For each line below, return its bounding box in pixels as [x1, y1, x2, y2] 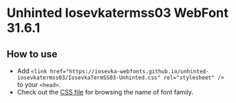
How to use [6, 48, 58, 60]
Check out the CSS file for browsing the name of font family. [16, 88, 193, 96]
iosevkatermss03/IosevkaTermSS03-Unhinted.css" [16, 74, 161, 81]
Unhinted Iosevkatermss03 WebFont [6, 5, 229, 21]
